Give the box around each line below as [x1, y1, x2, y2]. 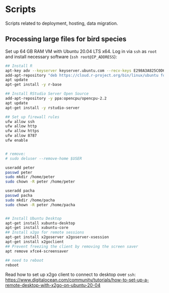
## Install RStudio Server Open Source [5, 91, 89, 96]
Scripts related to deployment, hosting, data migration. [5, 20, 118, 26]
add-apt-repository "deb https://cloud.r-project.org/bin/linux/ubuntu [5, 73, 158, 78]
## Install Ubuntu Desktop [5, 216, 62, 221]
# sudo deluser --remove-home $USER [5, 156, 82, 161]
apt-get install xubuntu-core [5, 225, 69, 230]
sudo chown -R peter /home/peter [5, 179, 75, 185]
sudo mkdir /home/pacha [5, 198, 55, 203]
